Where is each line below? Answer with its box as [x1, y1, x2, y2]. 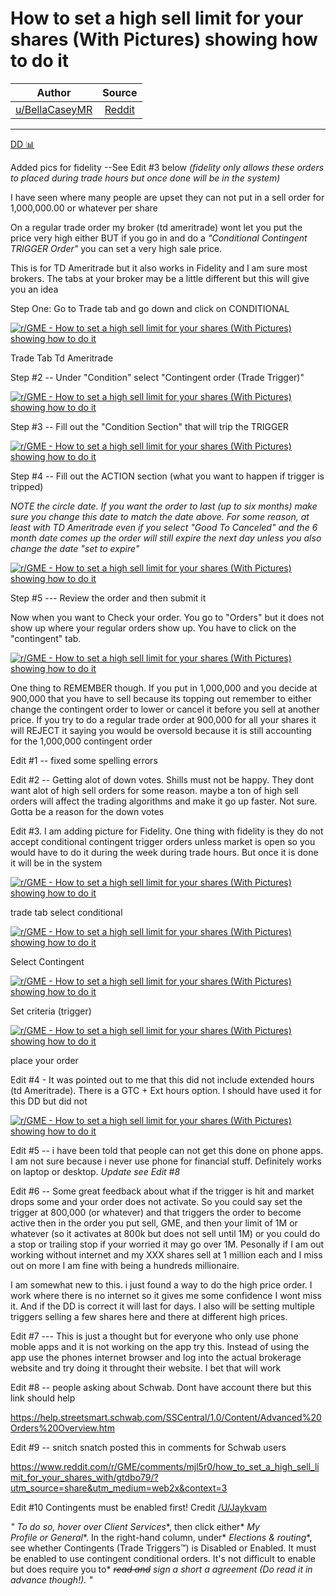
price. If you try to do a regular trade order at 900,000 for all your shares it [10, 713, 317, 726]
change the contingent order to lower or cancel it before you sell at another [10, 703, 320, 715]
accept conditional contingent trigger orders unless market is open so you [10, 835, 316, 847]
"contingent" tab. [10, 632, 82, 644]
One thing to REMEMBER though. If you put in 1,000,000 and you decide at [10, 682, 318, 694]
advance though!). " [10, 1573, 93, 1586]
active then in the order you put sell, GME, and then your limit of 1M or [10, 1217, 298, 1229]
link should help [10, 1392, 76, 1404]
